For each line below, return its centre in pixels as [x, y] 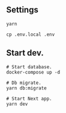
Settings [22, 10]
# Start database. [29, 67]
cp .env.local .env [31, 34]
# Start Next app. [29, 98]
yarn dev [17, 104]
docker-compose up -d [33, 72]
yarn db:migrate [26, 88]
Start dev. [25, 53]
